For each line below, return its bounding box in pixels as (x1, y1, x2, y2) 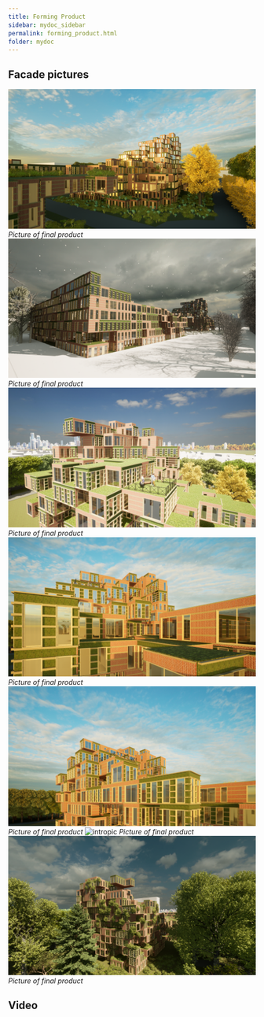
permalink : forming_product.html (8, 29, 118, 37)
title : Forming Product (8, 13, 86, 20)
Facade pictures (8, 68, 90, 81)
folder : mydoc (8, 38, 55, 46)
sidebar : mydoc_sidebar (8, 20, 86, 29)
